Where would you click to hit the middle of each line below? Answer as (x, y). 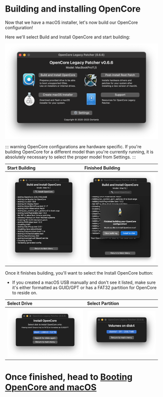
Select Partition (103, 303)
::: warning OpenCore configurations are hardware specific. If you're (73, 147)
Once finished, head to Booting (69, 377)
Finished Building (102, 168)
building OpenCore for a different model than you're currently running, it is (79, 152)
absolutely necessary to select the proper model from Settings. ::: (71, 157)
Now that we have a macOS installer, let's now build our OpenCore (72, 22)
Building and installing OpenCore (73, 9)
